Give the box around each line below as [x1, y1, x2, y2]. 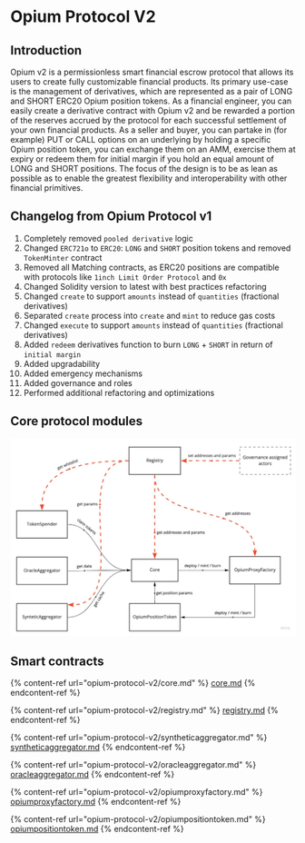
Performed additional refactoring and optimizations [23, 387, 215, 398]
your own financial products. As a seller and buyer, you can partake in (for [10, 124, 288, 135]
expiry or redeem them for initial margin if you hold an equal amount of [10, 154, 275, 164]
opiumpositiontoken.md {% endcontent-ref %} [10, 824, 184, 835]
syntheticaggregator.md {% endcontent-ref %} [10, 742, 186, 753]
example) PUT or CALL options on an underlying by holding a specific [10, 134, 271, 144]
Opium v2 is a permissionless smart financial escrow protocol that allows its [10, 66, 294, 77]
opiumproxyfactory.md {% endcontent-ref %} [10, 797, 182, 808]
